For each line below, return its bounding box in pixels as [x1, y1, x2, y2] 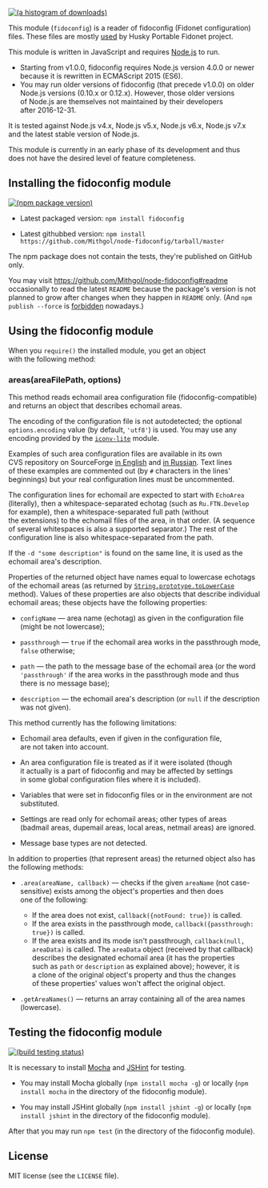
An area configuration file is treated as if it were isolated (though [19, 758, 233, 767]
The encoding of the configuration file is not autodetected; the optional [8, 416, 242, 426]
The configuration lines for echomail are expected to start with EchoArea [8, 490, 245, 499]
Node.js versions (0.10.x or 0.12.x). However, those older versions [19, 88, 235, 98]
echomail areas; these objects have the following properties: [8, 597, 208, 607]
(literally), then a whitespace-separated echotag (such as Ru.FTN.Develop [8, 498, 250, 508]
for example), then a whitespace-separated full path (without [8, 507, 210, 516]
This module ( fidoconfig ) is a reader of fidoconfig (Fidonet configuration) [8, 23, 251, 32]
